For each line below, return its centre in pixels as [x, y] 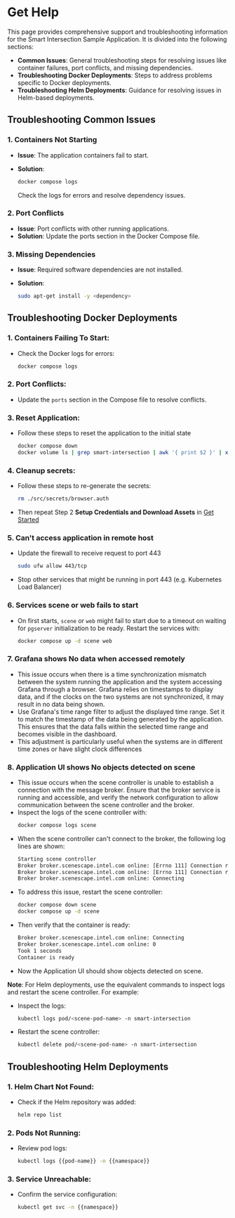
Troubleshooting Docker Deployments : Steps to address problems [115, 75]
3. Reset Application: [44, 418]
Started [28, 520]
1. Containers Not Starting [52, 140]
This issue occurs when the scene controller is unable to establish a [115, 782]
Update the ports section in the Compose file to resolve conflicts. [112, 399]
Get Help [33, 12]
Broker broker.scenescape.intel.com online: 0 [87, 944]
